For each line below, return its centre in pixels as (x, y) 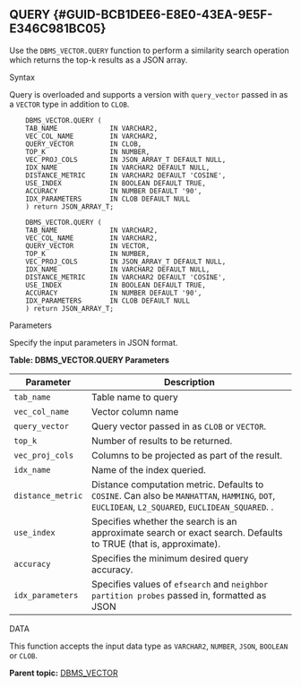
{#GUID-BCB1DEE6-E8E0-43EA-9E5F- (163, 15)
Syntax (22, 77)
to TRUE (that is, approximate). (156, 544)
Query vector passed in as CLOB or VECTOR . (179, 426)
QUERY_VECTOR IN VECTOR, (88, 245)
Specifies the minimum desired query (170, 558)
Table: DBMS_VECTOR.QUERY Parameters (90, 360)
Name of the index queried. (148, 469)
